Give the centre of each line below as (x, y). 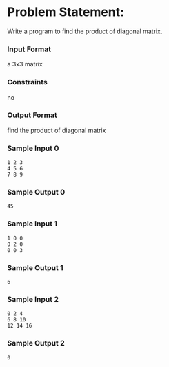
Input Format (29, 49)
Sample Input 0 (33, 148)
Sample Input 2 (33, 299)
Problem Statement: (66, 12)
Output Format (32, 115)
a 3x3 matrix (25, 64)
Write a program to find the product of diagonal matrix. (85, 31)
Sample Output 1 (35, 267)
